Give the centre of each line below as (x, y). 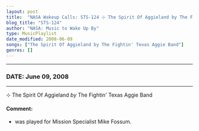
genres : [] (20, 50)
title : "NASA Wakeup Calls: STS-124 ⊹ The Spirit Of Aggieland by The (97, 17)
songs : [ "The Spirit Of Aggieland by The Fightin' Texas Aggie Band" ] (95, 45)
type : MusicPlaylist (32, 34)
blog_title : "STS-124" (34, 23)
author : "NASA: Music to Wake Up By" (53, 28)
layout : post (22, 12)
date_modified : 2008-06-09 (39, 39)
